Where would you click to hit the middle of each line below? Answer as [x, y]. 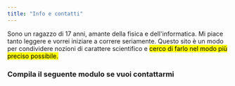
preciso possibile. [33, 56]
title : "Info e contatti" [45, 14]
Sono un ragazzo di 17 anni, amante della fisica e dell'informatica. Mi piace [115, 34]
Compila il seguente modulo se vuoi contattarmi [91, 74]
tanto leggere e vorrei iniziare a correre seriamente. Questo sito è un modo [115, 41]
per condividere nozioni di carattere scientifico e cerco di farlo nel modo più [117, 48]
